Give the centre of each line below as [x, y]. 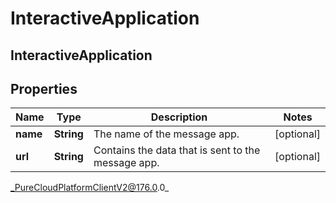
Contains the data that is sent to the [177, 150]
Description [179, 117]
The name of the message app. [166, 134]
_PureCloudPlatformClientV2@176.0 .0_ [90, 188]
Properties [44, 88]
